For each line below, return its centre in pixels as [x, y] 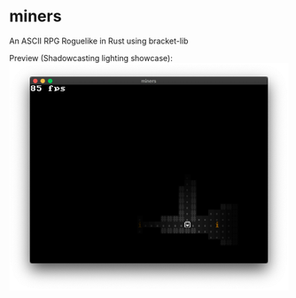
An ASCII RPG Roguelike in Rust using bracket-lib [99, 41]
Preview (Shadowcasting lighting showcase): [91, 58]
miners [35, 16]
